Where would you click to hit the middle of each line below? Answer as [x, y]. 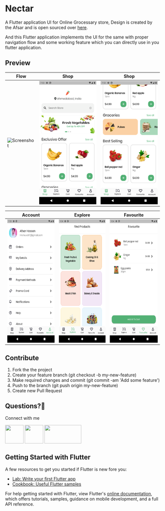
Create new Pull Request [37, 391]
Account [31, 215]
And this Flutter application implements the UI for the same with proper [77, 37]
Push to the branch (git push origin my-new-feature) [65, 386]
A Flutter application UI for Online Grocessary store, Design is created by [79, 22]
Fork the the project [32, 370]
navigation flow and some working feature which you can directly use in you [82, 42]
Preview [18, 63]
